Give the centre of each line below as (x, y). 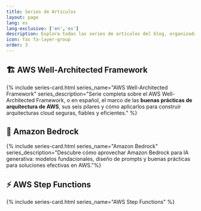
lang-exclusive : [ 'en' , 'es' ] (42, 28)
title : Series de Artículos (41, 12)
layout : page (22, 17)
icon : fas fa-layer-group (38, 39)
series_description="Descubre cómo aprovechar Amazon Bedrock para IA (98, 152)
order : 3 (17, 45)
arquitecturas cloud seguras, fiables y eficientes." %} (72, 113)
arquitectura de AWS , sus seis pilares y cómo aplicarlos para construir (94, 106)
